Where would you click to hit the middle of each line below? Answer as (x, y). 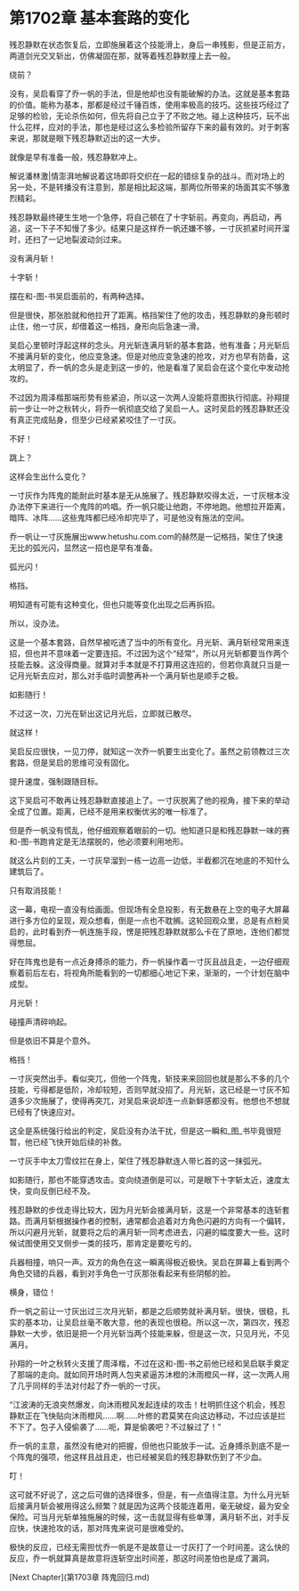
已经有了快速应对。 (44, 1112)
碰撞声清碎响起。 (40, 1021)
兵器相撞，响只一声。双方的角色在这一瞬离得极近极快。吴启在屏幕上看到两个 (149, 1262)
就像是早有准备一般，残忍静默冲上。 (76, 157)
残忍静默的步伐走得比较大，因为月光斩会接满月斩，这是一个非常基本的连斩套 (149, 1209)
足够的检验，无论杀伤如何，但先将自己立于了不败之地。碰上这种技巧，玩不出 (149, 116)
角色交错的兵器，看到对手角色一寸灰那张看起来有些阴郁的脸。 (122, 1273)
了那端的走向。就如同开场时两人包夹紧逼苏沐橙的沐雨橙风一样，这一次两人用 (149, 1374)
